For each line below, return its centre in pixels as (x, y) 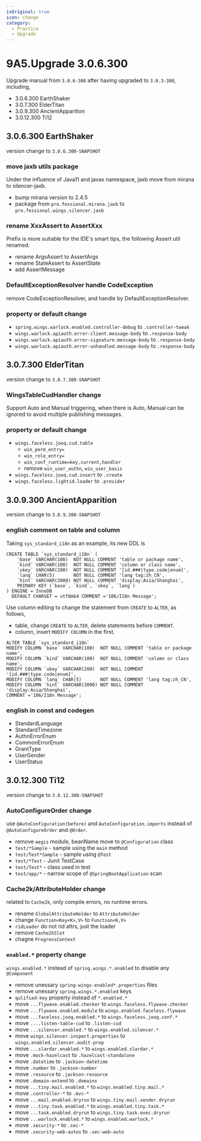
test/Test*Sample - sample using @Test (63, 854)
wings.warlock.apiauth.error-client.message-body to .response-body (101, 333)
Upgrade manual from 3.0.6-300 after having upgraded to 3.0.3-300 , (91, 80)
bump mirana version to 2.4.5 (51, 197)
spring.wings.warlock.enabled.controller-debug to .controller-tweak (102, 327)
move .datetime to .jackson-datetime (61, 1061)
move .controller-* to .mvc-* (52, 1093)
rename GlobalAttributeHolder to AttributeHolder (77, 914)
